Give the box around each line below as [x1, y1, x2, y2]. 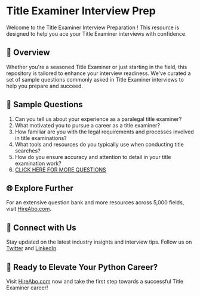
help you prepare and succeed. [6, 82, 84, 89]
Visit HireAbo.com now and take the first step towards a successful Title [6, 278, 184, 285]
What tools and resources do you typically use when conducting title [14, 141, 184, 148]
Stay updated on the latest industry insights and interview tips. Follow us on [6, 238, 192, 245]
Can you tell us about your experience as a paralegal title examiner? [14, 115, 182, 123]
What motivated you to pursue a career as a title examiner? [14, 121, 160, 129]
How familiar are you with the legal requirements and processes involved [14, 128, 194, 135]
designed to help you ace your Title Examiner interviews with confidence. [6, 30, 187, 37]
